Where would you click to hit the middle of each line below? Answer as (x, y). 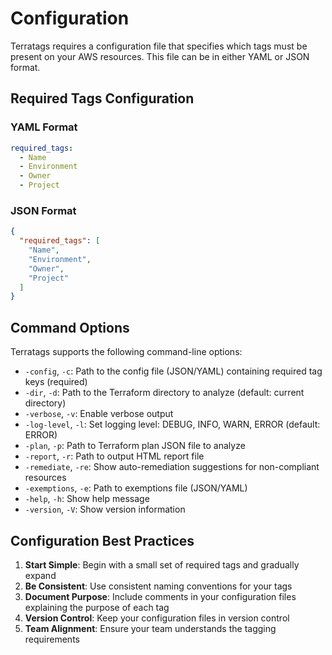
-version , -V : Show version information (105, 509)
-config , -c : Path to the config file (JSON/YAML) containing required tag (173, 371)
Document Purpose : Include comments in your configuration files (160, 596)
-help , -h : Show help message (87, 499)
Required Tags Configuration (102, 98)
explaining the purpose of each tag (97, 607)
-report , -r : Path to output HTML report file (114, 456)
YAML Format (44, 127)
